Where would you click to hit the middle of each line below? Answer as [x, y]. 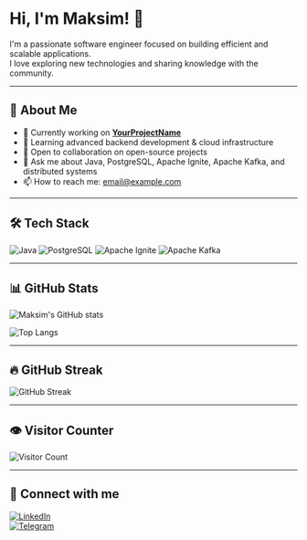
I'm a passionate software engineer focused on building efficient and [139, 44]
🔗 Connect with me [64, 494]
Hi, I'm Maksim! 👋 [77, 19]
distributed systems [60, 171]
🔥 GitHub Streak [56, 370]
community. [32, 73]
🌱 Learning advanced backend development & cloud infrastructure [148, 142]
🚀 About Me [43, 110]
